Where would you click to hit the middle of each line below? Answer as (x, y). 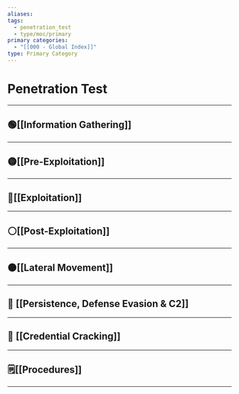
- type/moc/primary (43, 34)
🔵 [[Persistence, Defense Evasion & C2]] (98, 304)
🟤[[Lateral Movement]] (60, 268)
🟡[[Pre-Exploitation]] (56, 162)
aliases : (20, 14)
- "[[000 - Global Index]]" (55, 47)
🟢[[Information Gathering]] (69, 125)
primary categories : (38, 41)
